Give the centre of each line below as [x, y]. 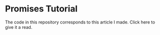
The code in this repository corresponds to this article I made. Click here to [80, 22]
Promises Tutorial [41, 9]
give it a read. [19, 27]
